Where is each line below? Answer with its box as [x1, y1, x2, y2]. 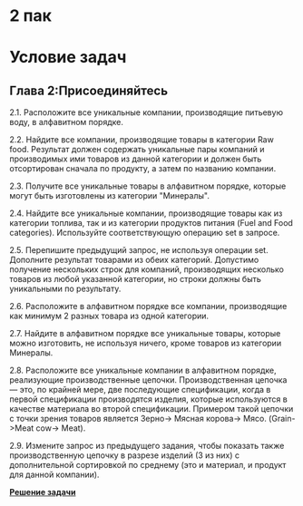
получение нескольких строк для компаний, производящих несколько [9, 264, 284, 275]
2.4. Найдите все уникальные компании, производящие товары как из [9, 208, 283, 219]
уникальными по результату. [9, 283, 122, 295]
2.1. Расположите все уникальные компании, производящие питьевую [9, 107, 284, 118]
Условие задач [9, 47, 127, 68]
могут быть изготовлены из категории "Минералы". [9, 190, 210, 201]
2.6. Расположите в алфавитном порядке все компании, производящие [9, 301, 288, 312]
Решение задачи [9, 487, 76, 498]
